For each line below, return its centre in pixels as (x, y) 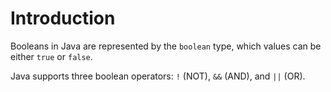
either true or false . (51, 56)
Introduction (63, 18)
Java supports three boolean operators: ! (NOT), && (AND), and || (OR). (158, 76)
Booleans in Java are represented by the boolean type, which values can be (166, 46)
